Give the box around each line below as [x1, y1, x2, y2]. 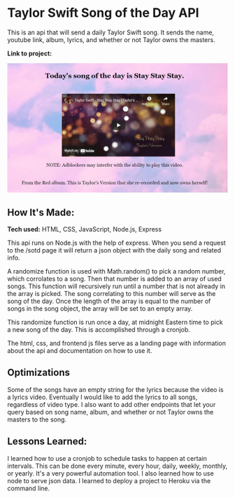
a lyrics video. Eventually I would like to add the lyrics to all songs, [7, 393, 198, 401]
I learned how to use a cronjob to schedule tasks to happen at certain [7, 454, 208, 462]
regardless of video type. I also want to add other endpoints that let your [7, 400, 216, 408]
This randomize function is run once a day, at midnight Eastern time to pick [7, 318, 223, 327]
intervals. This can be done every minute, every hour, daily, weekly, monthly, [7, 462, 228, 470]
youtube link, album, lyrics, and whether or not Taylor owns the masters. [7, 35, 215, 43]
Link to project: [7, 49, 52, 58]
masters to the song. [7, 415, 67, 424]
